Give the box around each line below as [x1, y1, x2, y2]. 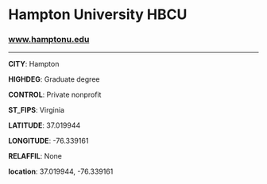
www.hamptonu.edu [8, 34, 90, 45]
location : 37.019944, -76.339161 [8, 167, 114, 176]
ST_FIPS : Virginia [8, 105, 65, 115]
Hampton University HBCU [8, 6, 188, 24]
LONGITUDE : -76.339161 [8, 136, 89, 146]
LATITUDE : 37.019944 [8, 121, 81, 130]
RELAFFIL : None [8, 151, 62, 161]
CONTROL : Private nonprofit [8, 90, 102, 100]
